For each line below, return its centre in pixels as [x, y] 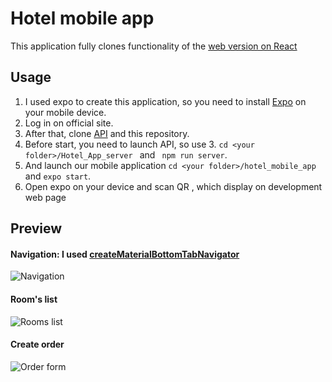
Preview [36, 228]
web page [45, 197]
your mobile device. [65, 112]
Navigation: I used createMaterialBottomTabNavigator [125, 254]
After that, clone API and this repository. [107, 133]
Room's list [34, 299]
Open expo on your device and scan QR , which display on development [173, 186]
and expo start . [58, 176]
